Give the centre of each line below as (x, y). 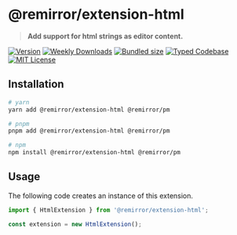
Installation (36, 84)
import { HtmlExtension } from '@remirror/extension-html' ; (109, 210)
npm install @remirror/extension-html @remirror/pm (94, 153)
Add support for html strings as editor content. (105, 36)
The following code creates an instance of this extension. (101, 195)
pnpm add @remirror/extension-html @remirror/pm (89, 131)
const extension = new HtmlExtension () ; (75, 224)
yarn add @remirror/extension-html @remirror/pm (89, 110)
